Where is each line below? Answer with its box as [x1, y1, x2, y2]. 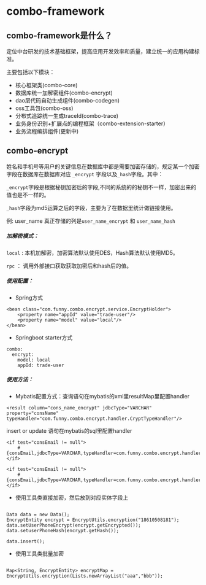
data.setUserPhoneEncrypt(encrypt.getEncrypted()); [6, 522, 141, 529]
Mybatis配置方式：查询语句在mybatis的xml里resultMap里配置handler [15, 392, 190, 400]
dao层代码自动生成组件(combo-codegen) [15, 97, 120, 104]
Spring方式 [15, 293, 44, 301]
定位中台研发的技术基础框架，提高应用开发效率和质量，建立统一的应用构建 [6, 48, 194, 55]
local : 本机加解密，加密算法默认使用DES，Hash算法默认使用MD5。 [6, 249, 179, 256]
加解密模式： [6, 232, 39, 240]
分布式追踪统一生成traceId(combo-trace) [15, 112, 118, 119]
